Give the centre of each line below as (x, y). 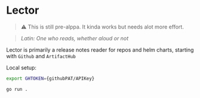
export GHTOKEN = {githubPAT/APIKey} (50, 78)
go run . (17, 89)
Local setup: (21, 67)
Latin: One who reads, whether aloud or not (75, 38)
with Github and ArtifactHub (41, 56)
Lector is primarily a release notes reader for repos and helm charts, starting (100, 50)
